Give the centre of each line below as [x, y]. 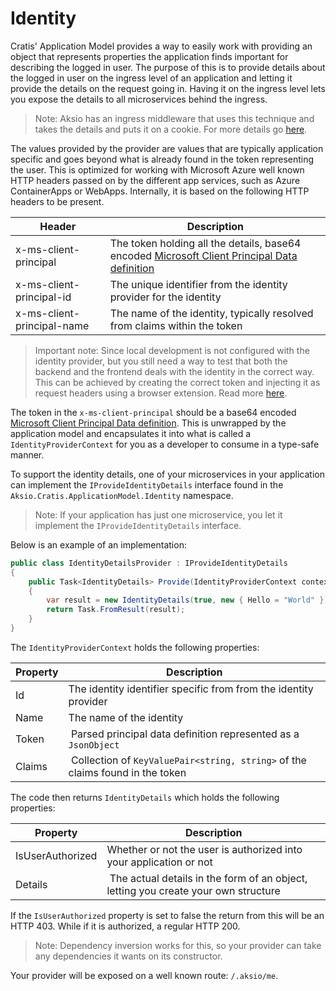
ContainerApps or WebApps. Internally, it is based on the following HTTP [160, 191]
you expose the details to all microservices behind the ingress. [139, 99]
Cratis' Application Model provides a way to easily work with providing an [161, 46]
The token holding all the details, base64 [205, 243]
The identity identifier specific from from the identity [191, 689]
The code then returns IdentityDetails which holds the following [145, 797]
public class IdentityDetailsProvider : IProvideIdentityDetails [149, 563]
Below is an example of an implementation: [98, 544]
